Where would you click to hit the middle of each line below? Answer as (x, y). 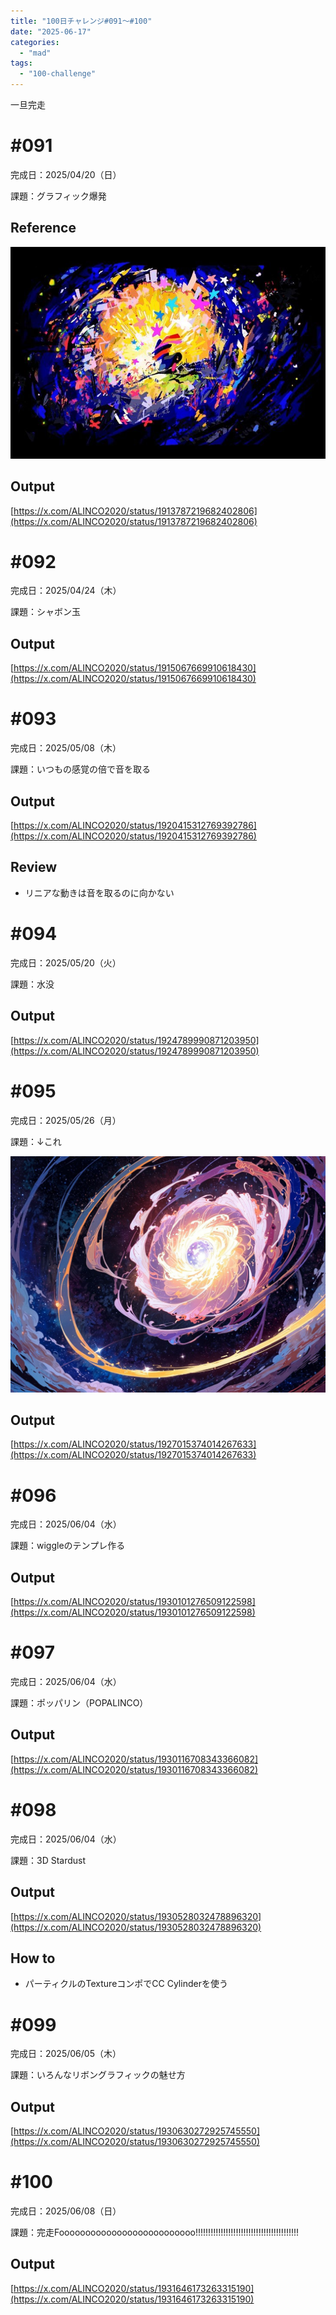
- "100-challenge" (58, 74)
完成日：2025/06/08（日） (66, 2211)
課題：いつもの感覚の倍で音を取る (80, 769)
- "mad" (35, 53)
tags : (21, 63)
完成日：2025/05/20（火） (66, 962)
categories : (35, 42)
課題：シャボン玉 (45, 612)
